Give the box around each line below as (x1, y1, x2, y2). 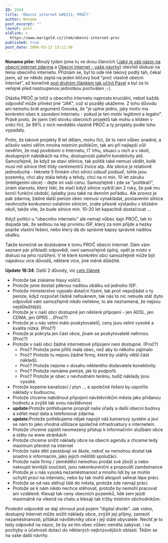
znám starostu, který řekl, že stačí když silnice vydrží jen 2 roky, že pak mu (5, 184, 160, 191)
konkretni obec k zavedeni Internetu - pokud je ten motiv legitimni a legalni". (5, 111, 162, 117)
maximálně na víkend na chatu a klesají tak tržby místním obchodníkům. (12, 496, 161, 502)
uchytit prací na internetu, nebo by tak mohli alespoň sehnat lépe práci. (12, 474, 159, 480)
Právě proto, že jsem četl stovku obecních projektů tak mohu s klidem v (5, 116, 153, 122)
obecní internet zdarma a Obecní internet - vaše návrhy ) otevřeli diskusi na (5, 64, 160, 70)
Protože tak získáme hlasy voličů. (12, 277, 82, 283)
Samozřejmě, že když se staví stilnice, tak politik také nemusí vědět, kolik (5, 158, 156, 164)
